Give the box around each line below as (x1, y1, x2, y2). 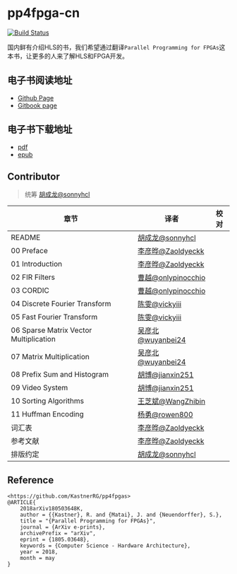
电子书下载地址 (7, 124, 73, 136)
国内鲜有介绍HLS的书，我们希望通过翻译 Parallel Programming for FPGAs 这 (7, 42, 226, 51)
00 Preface (11, 246, 48, 256)
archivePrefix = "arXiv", (20, 530, 97, 537)
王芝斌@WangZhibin (137, 397, 206, 406)
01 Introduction (11, 259, 62, 269)
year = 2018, (20, 549, 59, 556)
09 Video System (11, 383, 68, 393)
